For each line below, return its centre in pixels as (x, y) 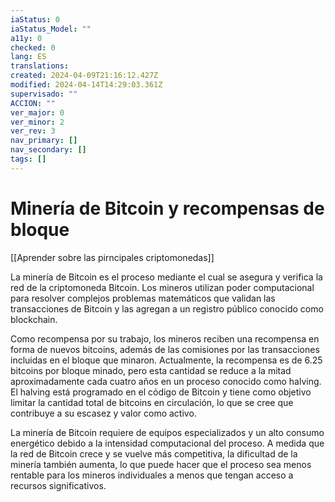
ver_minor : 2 (37, 122)
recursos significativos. (58, 485)
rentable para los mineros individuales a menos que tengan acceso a (152, 475)
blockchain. (34, 319)
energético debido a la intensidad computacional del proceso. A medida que (167, 443)
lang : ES (28, 57)
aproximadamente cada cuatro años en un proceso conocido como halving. (166, 381)
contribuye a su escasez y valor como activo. (103, 413)
